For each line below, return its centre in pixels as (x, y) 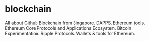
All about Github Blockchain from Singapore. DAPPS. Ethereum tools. (75, 23)
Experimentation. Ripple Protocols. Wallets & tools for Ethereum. (70, 33)
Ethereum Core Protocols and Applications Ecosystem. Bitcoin (68, 28)
